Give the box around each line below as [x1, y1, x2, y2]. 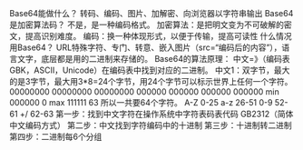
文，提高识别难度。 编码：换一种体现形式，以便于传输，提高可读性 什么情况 [9, 31, 292, 41]
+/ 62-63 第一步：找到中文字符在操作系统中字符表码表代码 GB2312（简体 [19, 108, 294, 119]
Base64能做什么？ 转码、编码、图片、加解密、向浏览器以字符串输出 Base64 [9, 8, 294, 18]
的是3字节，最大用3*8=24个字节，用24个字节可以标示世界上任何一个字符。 [9, 76, 293, 86]
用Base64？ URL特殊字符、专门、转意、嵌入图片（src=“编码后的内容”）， [9, 42, 282, 53]
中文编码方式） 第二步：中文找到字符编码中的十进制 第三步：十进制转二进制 [9, 120, 292, 130]
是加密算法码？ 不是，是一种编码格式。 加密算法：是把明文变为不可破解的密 [9, 19, 292, 30]
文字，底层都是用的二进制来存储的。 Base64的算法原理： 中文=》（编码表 [16, 54, 290, 64]
